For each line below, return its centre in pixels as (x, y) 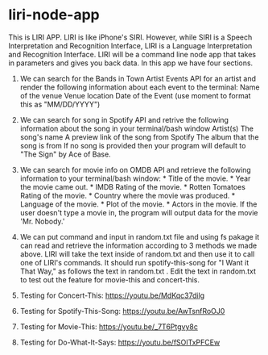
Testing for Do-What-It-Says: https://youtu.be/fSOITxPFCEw (120, 342)
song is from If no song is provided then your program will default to (133, 145)
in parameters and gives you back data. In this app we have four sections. (131, 63)
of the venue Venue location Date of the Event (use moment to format (135, 95)
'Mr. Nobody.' (42, 221)
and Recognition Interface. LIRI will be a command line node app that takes (132, 54)
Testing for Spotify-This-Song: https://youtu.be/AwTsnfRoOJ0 (122, 311)
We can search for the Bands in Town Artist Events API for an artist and (138, 78)
